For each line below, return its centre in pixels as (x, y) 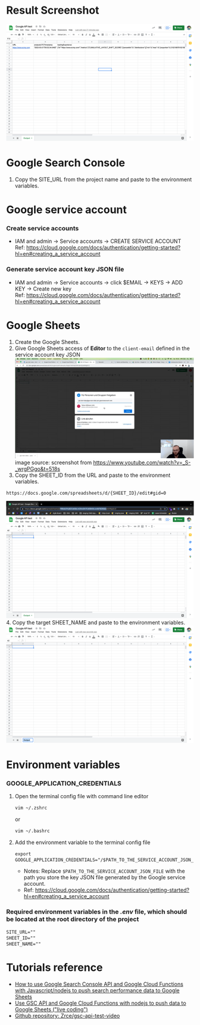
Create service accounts (43, 228)
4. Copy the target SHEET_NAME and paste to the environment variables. (96, 622)
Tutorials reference (54, 968)
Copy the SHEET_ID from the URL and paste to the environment (93, 475)
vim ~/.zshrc (31, 808)
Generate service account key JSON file (65, 270)
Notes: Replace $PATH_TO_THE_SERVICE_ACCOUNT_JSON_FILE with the (104, 871)
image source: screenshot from (53, 462)
